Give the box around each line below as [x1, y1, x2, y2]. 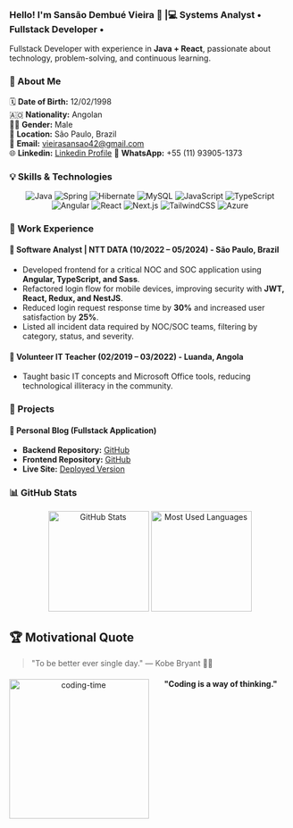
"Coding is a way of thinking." [163, 679, 278, 690]
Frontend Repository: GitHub [21, 455, 131, 465]
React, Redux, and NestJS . [21, 293, 123, 304]
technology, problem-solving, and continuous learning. [9, 53, 212, 63]
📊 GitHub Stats [9, 487, 78, 499]
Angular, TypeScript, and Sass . [21, 274, 140, 285]
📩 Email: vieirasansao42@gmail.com [9, 138, 145, 148]
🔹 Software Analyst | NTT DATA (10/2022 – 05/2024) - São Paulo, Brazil [9, 245, 280, 255]
